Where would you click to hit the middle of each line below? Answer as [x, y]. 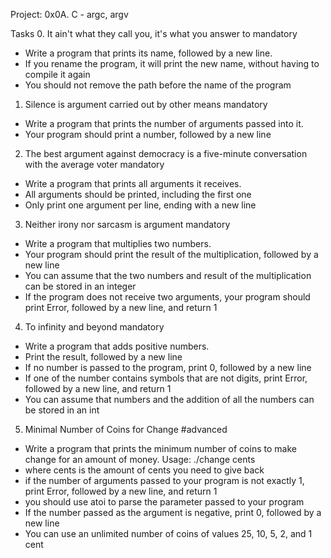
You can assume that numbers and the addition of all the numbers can [169, 399]
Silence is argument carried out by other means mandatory [146, 104]
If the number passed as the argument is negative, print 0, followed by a [173, 512]
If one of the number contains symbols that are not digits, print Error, [166, 378]
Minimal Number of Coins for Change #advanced [126, 429]
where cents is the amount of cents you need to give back [144, 470]
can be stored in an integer [80, 286]
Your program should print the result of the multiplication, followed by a [171, 254]
